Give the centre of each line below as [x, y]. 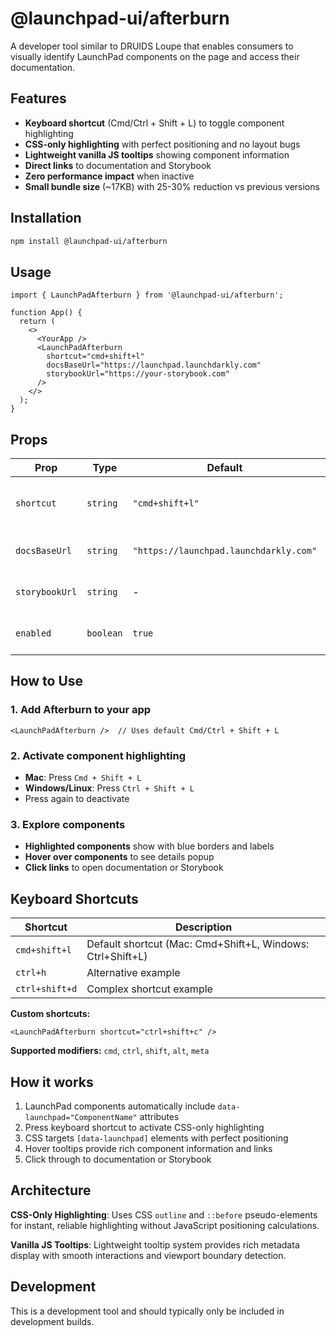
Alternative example [133, 973]
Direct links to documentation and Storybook [118, 165]
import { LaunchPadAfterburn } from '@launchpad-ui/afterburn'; [147, 295]
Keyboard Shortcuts [74, 898]
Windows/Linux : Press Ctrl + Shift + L [109, 788]
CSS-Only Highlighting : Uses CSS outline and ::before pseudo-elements [164, 1214]
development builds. [52, 1321]
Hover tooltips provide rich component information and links [148, 1148]
